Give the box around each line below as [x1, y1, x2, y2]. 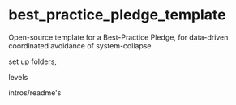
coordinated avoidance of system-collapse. [8, 40, 154, 50]
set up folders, [8, 57, 57, 66]
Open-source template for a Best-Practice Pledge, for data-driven [8, 32, 229, 42]
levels [8, 72, 28, 82]
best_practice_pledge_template [8, 6, 226, 24]
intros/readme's [8, 87, 62, 98]
